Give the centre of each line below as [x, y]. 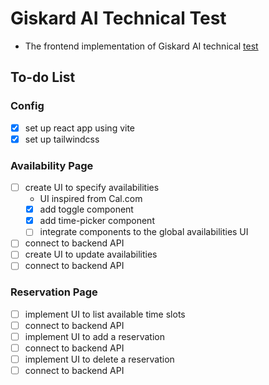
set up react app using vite [80, 128]
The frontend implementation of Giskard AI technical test [141, 46]
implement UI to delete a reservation [99, 359]
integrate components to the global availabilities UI [144, 232]
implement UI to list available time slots [105, 314]
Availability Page [52, 165]
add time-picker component [97, 221]
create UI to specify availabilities [92, 188]
